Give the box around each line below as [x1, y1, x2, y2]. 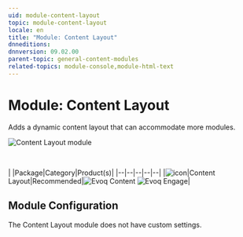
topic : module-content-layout [8, 19, 108, 27]
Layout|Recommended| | [8, 176, 191, 185]
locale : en [8, 26, 44, 34]
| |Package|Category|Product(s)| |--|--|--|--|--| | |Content [8, 168, 215, 177]
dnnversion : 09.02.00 [8, 48, 79, 56]
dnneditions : [8, 41, 51, 49]
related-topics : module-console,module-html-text [8, 63, 175, 71]
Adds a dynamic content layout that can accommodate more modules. [8, 122, 236, 132]
